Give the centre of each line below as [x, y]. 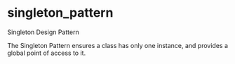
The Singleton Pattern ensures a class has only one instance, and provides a [118, 45]
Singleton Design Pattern [43, 32]
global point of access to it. [47, 53]
